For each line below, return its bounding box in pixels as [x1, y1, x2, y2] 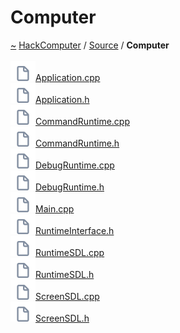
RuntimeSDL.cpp [35, 246, 105, 258]
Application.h [35, 93, 90, 105]
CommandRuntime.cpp [35, 115, 130, 127]
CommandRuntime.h [35, 137, 120, 149]
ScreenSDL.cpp [35, 290, 100, 302]
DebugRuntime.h [35, 181, 105, 193]
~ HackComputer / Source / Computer [10, 39, 170, 51]
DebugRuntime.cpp [35, 159, 115, 171]
